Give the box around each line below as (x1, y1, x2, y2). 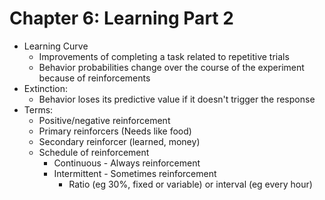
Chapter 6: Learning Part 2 (9, 7, 234, 30)
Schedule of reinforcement (38, 146, 150, 158)
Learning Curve (23, 40, 89, 52)
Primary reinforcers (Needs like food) (38, 125, 192, 137)
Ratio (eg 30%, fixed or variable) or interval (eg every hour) (68, 178, 313, 190)
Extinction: (23, 82, 69, 94)
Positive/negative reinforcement (38, 114, 171, 126)
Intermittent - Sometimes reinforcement (53, 167, 217, 179)
